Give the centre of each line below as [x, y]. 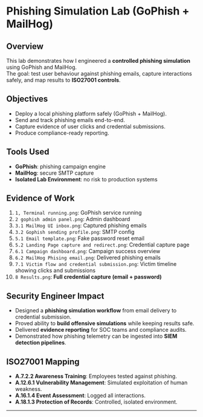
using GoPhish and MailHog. [42, 67]
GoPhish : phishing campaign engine [60, 166]
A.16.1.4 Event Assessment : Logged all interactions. [80, 396]
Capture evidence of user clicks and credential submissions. [90, 126]
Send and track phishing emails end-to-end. [70, 120]
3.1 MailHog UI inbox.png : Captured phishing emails [81, 225]
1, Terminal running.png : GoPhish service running [78, 213]
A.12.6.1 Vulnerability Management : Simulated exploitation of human [101, 383]
